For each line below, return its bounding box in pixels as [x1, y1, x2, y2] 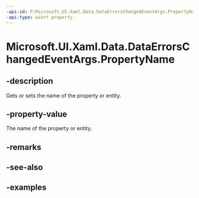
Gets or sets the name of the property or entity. [6, 92, 121, 99]
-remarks [6, 142, 41, 152]
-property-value [6, 109, 68, 119]
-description [6, 76, 53, 86]
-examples [6, 183, 47, 193]
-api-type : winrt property [6, 14, 73, 20]
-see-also [6, 162, 43, 172]
